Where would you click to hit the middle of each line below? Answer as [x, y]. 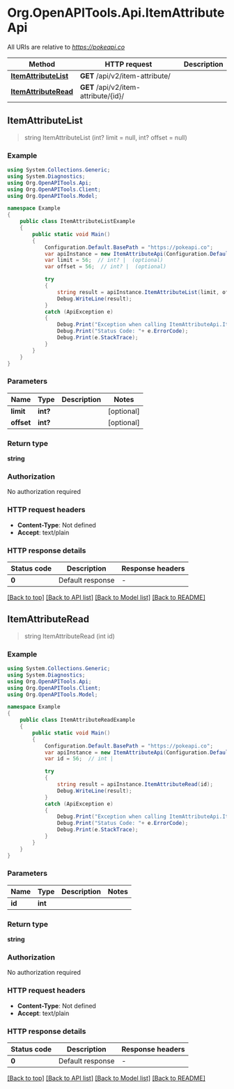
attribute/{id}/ [102, 95]
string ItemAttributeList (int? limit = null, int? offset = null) [106, 137]
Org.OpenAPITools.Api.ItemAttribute [116, 13]
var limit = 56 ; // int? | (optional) [104, 260]
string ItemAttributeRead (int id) [69, 636]
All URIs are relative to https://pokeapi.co [66, 47]
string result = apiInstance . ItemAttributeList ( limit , [138, 292]
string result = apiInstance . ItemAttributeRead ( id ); [135, 785]
